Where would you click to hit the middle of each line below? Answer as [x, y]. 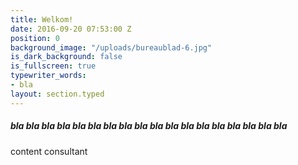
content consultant [49, 151]
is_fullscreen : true [53, 66]
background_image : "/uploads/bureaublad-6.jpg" [111, 47]
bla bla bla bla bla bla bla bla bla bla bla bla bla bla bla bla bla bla [149, 126]
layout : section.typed [57, 94]
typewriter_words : [48, 76]
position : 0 [35, 38]
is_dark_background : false [66, 57]
